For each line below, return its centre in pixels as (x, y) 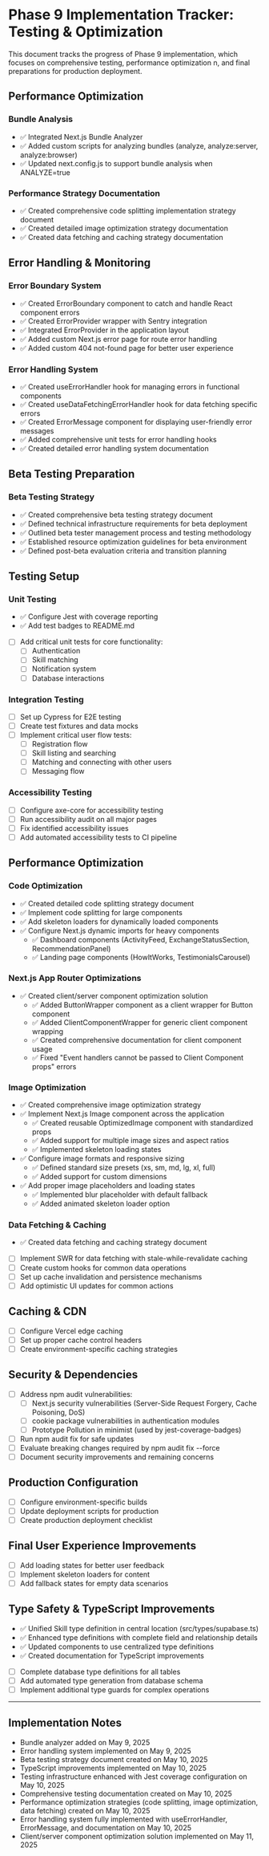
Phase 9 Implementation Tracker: (121, 15)
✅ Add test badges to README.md (77, 626)
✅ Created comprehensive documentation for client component (137, 1040)
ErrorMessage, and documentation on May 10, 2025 (106, 1827)
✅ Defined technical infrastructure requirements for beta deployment (134, 523)
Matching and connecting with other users (102, 762)
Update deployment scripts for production (89, 1511)
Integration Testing (46, 699)
